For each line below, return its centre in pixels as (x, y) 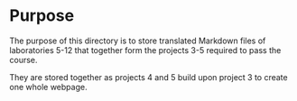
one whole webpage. (48, 87)
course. (23, 60)
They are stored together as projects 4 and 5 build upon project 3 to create (148, 77)
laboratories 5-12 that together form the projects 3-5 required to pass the (145, 50)
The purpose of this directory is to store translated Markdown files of (138, 41)
